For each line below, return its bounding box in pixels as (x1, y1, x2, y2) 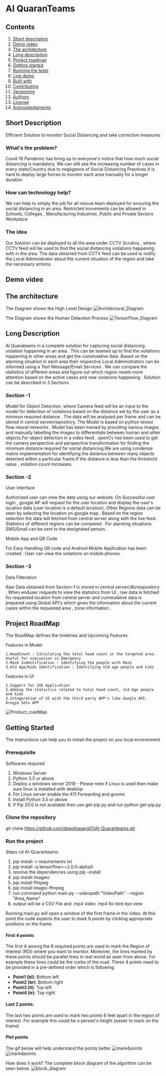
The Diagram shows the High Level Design (5, 305, 92, 311)
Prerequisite (5, 749, 36, 756)
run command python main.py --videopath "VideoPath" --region (12, 890, 144, 896)
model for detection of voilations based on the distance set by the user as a (5, 408, 160, 414)
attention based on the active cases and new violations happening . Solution (5, 374, 161, 380)
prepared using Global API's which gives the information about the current (5, 600, 157, 605)
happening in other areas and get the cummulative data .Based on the (5, 353, 148, 359)
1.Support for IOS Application (5, 683, 70, 688)
